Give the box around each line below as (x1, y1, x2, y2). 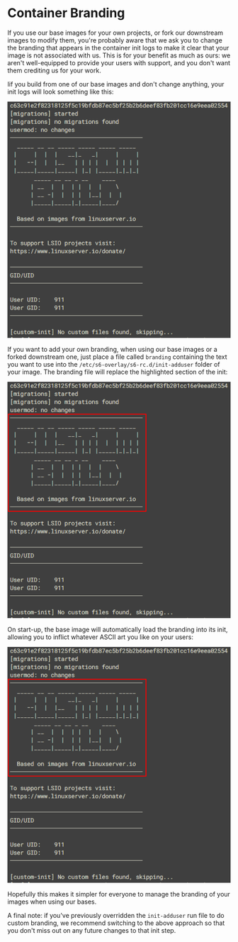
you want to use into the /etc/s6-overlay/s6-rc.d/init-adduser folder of (7, 360, 220, 368)
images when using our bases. (7, 897, 97, 906)
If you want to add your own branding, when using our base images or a (7, 345, 217, 353)
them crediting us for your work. (7, 66, 101, 74)
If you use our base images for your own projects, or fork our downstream (7, 28, 224, 37)
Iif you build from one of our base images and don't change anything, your (7, 79, 225, 88)
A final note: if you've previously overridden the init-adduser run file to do (7, 911, 225, 920)
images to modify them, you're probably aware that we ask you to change (7, 35, 223, 44)
